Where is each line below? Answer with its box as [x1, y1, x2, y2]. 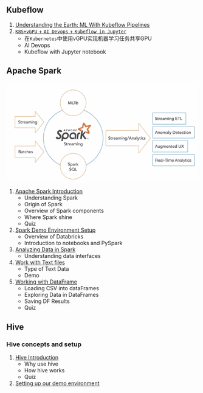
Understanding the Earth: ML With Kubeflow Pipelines [15, 21, 150, 28]
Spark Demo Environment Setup [15, 226, 96, 234]
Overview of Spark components [24, 207, 105, 215]
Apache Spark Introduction [15, 188, 83, 195]
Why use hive [24, 360, 59, 367]
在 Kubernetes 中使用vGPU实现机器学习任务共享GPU [24, 35, 152, 42]
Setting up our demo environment [15, 380, 100, 387]
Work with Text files [15, 259, 65, 266]
